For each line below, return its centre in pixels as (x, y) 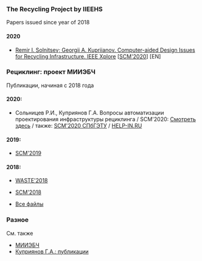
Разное (18, 220)
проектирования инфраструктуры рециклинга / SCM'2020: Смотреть (105, 119)
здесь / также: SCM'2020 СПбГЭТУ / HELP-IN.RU (78, 126)
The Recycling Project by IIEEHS (55, 9)
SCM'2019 (28, 153)
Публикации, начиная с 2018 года (50, 85)
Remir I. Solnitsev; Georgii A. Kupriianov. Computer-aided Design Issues (105, 50)
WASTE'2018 (31, 181)
